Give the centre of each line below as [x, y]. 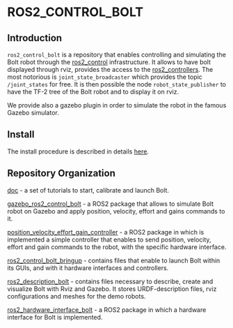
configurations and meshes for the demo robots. [77, 296]
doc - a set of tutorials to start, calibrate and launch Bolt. [88, 190]
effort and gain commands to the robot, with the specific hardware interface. [117, 247]
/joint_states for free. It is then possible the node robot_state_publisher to [116, 84]
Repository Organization [62, 173]
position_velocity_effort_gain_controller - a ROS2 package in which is [106, 232]
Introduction [35, 38]
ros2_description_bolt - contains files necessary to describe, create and [110, 281]
